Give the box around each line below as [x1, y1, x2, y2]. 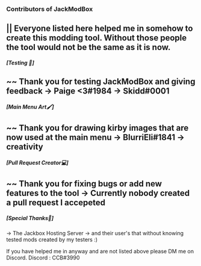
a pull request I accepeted [6, 198, 105, 208]
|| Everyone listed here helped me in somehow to [6, 24, 193, 34]
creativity [6, 142, 43, 152]
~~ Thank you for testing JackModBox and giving [6, 77, 196, 87]
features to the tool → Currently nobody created [6, 188, 190, 198]
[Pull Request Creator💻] [6, 159, 69, 166]
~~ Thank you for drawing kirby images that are [6, 123, 189, 133]
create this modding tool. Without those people [6, 33, 187, 43]
